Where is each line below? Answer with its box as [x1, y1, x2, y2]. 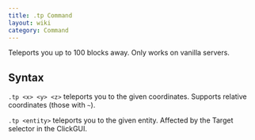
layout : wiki [8, 19, 51, 27]
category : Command [8, 26, 69, 34]
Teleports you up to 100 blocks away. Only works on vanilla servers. [8, 48, 230, 58]
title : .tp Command [8, 11, 73, 20]
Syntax [8, 70, 44, 84]
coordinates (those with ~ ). [8, 100, 96, 110]
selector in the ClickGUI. [8, 124, 88, 134]
